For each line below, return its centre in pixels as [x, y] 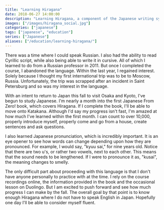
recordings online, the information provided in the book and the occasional [80, 182]
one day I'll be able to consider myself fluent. [51, 202]
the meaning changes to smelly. [37, 162]
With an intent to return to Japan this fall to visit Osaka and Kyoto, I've [75, 95]
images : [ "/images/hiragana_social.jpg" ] [48, 23]
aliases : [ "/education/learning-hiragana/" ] [51, 41]
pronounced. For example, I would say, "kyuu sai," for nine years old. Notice [81, 146]
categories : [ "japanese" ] [31, 28]
